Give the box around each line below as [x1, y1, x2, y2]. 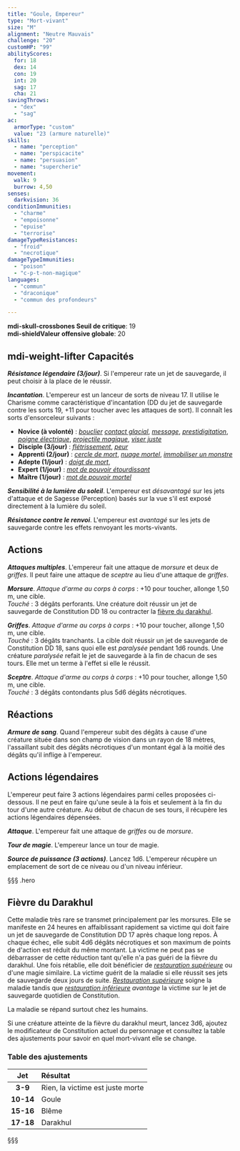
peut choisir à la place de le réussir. [7, 377, 112, 386]
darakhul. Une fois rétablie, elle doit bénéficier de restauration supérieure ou [7, 961, 233, 970]
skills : [7, 136, 31, 144]
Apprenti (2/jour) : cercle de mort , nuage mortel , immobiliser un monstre [17, 450, 233, 459]
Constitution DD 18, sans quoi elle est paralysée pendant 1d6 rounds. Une [7, 644, 224, 652]
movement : [7, 169, 37, 177]
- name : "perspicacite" [14, 150, 84, 157]
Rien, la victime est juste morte [41, 1082, 144, 1092]
